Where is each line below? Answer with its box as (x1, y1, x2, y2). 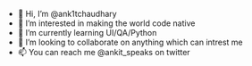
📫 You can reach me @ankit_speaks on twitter (17, 47, 190, 57)
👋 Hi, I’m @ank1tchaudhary (17, 9, 118, 19)
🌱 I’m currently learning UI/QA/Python (17, 28, 157, 37)
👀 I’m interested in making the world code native (17, 18, 196, 29)
